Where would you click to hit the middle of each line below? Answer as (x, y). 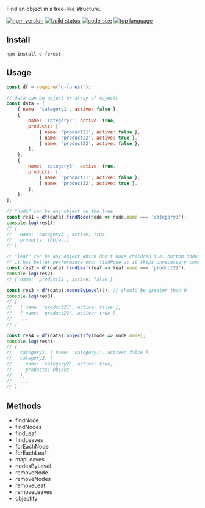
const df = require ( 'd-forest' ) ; (49, 87)
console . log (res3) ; (31, 296)
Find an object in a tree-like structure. (54, 9)
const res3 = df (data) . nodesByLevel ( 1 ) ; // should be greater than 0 (97, 290)
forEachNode (32, 447)
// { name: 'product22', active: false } (60, 279)
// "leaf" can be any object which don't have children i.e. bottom (95, 256)
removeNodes (33, 479)
